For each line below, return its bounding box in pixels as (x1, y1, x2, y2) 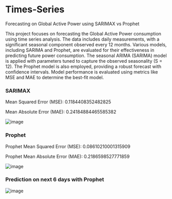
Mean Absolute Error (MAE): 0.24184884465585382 (5, 109, 117, 115)
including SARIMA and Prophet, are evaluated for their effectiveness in (5, 47, 155, 53)
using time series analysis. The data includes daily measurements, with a (5, 36, 160, 42)
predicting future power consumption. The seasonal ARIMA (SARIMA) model (5, 52, 167, 59)
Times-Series (5, 4, 65, 15)
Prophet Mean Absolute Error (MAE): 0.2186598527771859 (5, 153, 130, 159)
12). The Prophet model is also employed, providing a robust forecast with (5, 63, 162, 69)
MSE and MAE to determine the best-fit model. (5, 74, 104, 80)
